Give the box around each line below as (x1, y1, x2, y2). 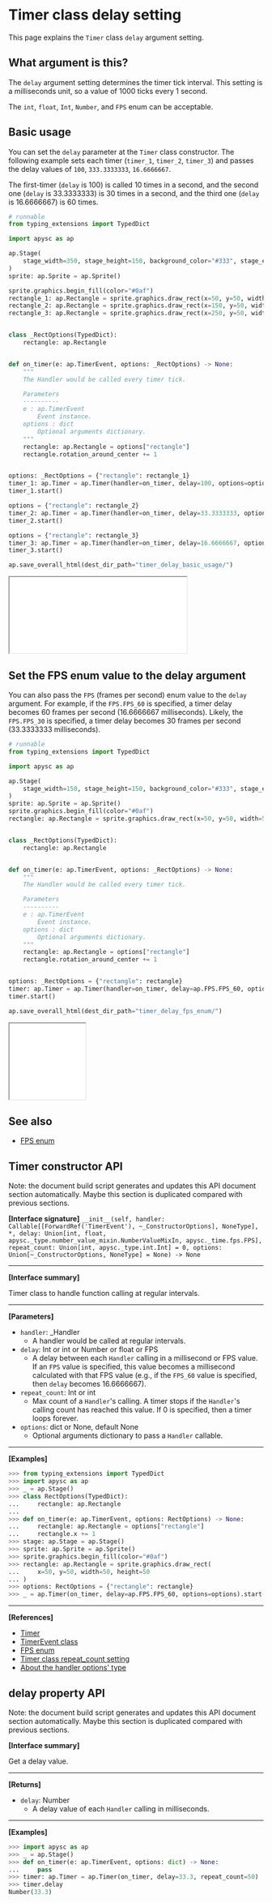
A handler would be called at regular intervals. (32, 1336, 186, 1346)
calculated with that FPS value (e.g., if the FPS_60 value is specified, (32, 1371, 257, 1380)
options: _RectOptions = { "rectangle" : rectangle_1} (8, 472, 190, 480)
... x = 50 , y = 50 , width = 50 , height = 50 (8, 1567, 151, 1576)
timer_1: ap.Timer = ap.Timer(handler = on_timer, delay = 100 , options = (8, 480, 249, 488)
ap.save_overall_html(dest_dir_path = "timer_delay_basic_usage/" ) (8, 561, 233, 569)
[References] (8, 1613, 54, 1623)
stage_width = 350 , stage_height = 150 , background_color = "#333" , (23, 257, 237, 265)
